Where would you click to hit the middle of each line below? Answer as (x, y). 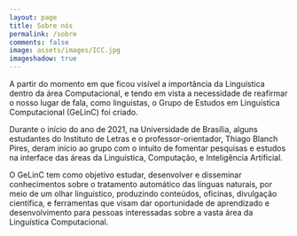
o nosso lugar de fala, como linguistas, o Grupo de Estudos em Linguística (145, 102)
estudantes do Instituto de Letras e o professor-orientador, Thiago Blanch (144, 139)
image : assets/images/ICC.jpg (65, 51)
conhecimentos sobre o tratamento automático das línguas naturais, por (141, 184)
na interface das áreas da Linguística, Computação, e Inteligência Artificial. (146, 157)
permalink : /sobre (43, 34)
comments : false (39, 42)
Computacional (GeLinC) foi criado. (74, 112)
